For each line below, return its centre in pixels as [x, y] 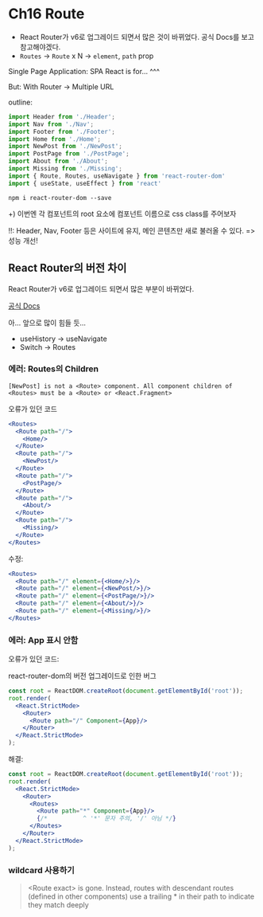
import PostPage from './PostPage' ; [69, 154]
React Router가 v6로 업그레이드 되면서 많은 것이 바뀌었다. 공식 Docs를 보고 [137, 37]
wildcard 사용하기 [42, 870]
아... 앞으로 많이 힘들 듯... [47, 323]
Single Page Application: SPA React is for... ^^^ [84, 71]
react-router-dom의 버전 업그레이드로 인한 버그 [82, 676]
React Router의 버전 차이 [68, 268]
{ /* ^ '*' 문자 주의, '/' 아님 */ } [106, 819]
